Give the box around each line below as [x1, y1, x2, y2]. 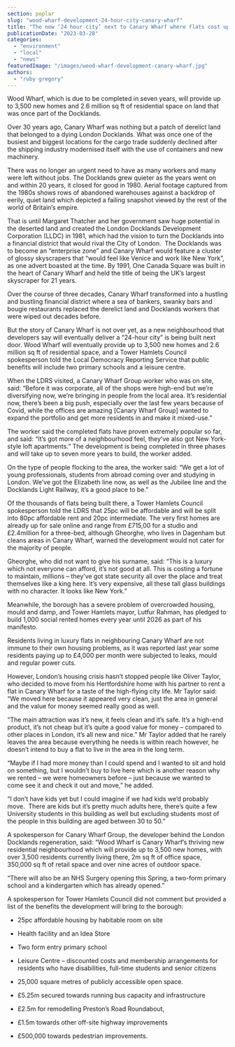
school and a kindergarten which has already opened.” [7, 881, 165, 890]
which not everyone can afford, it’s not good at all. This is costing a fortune [7, 565, 223, 573]
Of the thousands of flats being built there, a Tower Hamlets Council [7, 499, 204, 507]
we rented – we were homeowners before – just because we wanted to [7, 774, 211, 782]
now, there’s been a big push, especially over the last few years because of [7, 399, 224, 407]
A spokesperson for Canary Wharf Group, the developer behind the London [7, 831, 225, 839]
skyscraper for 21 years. [7, 276, 77, 285]
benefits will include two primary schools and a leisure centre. [7, 363, 186, 372]
